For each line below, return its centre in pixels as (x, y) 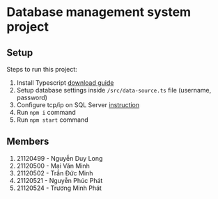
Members (28, 142)
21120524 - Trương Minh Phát (59, 188)
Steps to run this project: (42, 69)
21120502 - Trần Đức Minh (55, 173)
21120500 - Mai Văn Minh (53, 166)
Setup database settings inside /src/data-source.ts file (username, (114, 90)
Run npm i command (46, 112)
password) (32, 97)
